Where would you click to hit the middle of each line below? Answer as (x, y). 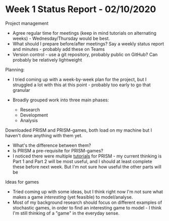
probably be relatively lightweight (47, 60)
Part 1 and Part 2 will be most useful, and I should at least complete (82, 161)
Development (34, 115)
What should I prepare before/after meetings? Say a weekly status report (88, 43)
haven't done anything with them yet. (44, 135)
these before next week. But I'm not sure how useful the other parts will (87, 167)
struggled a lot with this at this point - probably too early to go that (81, 85)
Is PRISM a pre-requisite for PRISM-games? (58, 150)
